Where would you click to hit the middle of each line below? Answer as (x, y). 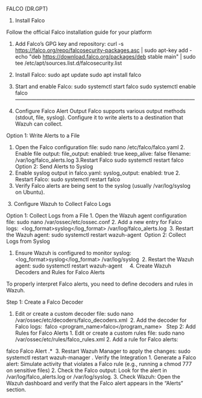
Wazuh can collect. (39, 124)
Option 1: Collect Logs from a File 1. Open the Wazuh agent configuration (96, 216)
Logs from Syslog (28, 241)
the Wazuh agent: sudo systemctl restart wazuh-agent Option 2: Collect (96, 235)
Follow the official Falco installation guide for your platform (79, 32)
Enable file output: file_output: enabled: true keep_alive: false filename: (103, 154)
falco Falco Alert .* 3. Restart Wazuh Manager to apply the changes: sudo (99, 351)
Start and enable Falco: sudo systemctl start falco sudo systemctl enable (105, 86)
